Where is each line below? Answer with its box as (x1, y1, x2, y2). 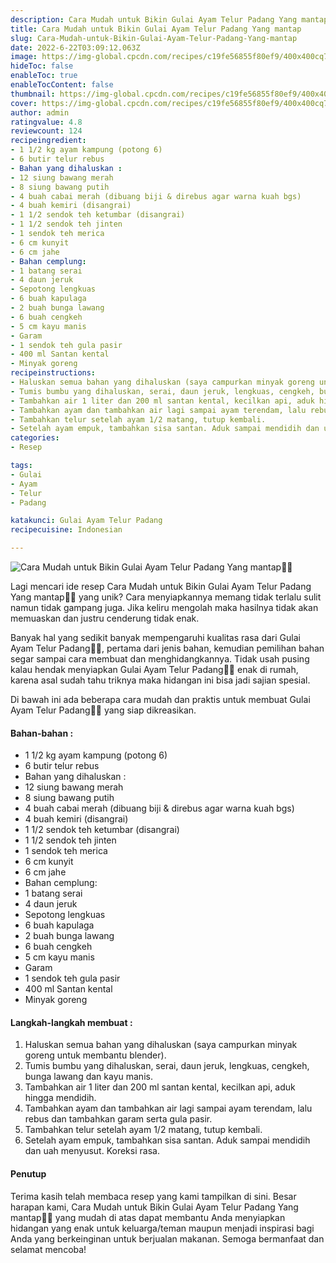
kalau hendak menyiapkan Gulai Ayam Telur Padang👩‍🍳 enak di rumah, (10, 664, 299, 675)
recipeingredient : (10, 136, 87, 146)
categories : (10, 433, 60, 443)
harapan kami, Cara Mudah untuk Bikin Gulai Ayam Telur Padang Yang (10, 1201, 299, 1213)
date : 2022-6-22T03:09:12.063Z (10, 42, 141, 53)
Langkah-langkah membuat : (10, 1016, 133, 1028)
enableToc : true (10, 71, 78, 81)
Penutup (10, 1168, 47, 1180)
